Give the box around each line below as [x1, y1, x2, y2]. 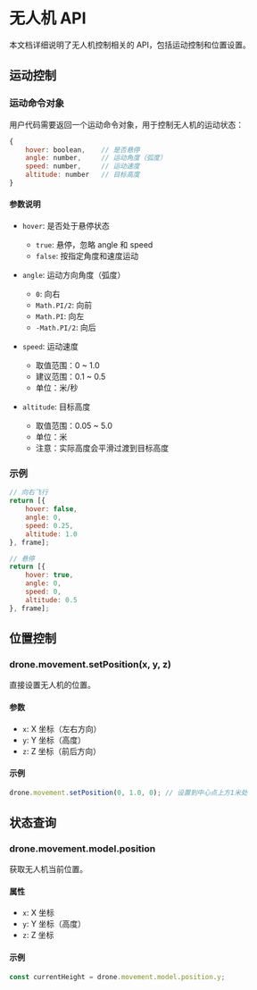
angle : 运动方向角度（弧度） [21, 270, 126, 281]
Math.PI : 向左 [35, 311, 85, 322]
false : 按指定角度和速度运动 [35, 251, 139, 262]
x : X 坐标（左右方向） [21, 723, 102, 734]
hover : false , [25, 505, 78, 514]
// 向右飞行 [9, 488, 49, 497]
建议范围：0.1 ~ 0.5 [35, 372, 106, 382]
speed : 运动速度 [21, 341, 79, 352]
